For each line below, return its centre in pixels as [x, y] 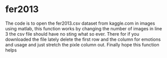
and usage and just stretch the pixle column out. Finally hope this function [82, 44]
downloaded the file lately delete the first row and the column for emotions [83, 39]
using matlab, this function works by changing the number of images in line [84, 28]
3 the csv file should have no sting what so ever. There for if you [72, 34]
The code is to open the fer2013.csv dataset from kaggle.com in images [80, 23]
